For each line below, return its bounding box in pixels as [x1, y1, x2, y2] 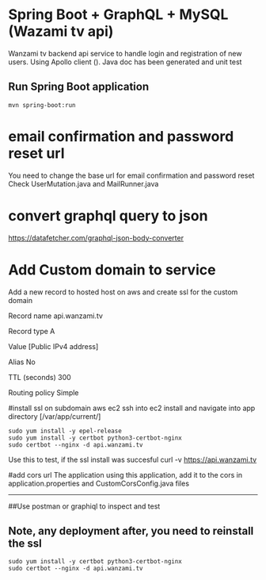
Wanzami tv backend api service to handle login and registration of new [8, 48, 242, 58]
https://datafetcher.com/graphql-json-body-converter [8, 232, 184, 243]
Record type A [8, 326, 55, 336]
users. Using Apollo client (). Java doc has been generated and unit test [8, 57, 242, 67]
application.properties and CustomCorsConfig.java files [8, 478, 190, 488]
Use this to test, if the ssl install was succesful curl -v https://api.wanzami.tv [8, 455, 257, 464]
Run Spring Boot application [8, 80, 150, 94]
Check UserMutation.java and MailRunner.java [8, 179, 159, 188]
